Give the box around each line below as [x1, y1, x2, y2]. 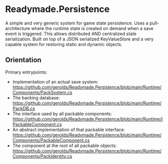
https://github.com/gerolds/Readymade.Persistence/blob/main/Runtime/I [12, 116, 163, 122]
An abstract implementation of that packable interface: [12, 126, 125, 132]
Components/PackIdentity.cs [12, 153, 72, 159]
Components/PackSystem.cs [12, 89, 72, 95]
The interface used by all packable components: [12, 110, 112, 116]
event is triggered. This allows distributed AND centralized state [5, 30, 136, 36]
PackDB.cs [12, 105, 35, 111]
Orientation [5, 56, 41, 64]
